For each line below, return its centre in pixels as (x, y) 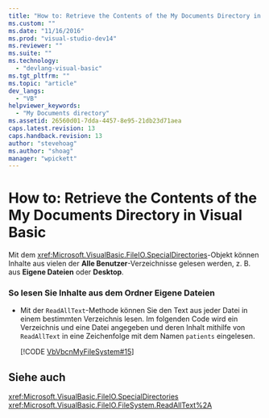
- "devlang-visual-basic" (59, 69)
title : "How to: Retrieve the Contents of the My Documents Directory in (135, 16)
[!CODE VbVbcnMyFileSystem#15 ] (77, 352)
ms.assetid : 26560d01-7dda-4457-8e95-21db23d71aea (95, 121)
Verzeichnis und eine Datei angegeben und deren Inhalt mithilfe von (132, 328)
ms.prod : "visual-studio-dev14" (62, 38)
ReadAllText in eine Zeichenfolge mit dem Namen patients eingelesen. (137, 336)
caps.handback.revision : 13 (56, 136)
